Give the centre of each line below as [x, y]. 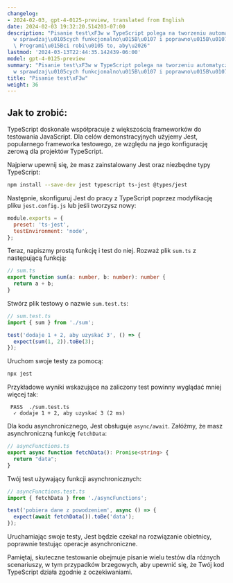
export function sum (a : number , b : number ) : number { [87, 277]
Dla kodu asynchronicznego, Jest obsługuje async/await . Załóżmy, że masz [115, 426]
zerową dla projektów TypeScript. [55, 151]
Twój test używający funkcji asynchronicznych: [75, 478]
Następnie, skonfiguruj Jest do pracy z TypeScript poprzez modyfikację [110, 198]
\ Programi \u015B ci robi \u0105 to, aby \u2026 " [82, 46]
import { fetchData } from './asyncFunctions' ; [77, 498]
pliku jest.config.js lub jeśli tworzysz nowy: [72, 205]
